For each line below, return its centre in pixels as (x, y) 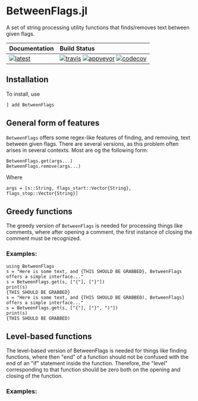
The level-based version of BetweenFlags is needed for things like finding (97, 351)
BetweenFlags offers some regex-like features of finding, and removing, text (98, 137)
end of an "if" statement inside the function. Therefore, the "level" (87, 364)
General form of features (53, 123)
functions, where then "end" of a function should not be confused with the (98, 357)
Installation (27, 79)
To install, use (23, 94)
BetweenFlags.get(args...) (40, 161)
